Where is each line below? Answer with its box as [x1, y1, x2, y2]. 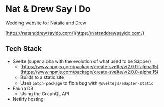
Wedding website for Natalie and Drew [5, 20, 87, 26]
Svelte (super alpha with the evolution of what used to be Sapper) [12, 58, 151, 64]
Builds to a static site [20, 74, 64, 81]
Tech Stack [5, 44, 42, 53]
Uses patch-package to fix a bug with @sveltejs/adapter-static [20, 79, 154, 86]
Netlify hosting [12, 96, 44, 102]
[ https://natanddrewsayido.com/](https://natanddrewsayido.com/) [5, 30, 145, 36]
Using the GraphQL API [20, 90, 69, 97]
